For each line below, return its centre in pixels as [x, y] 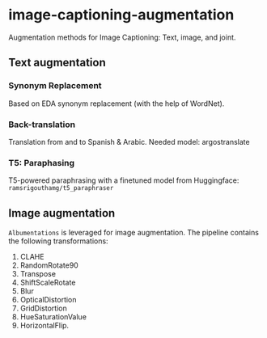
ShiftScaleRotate [48, 283]
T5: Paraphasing [42, 163]
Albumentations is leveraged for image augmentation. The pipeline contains [133, 233]
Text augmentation [57, 63]
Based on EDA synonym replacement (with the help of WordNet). [117, 104]
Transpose [38, 274]
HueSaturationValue [53, 317]
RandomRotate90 [49, 265]
